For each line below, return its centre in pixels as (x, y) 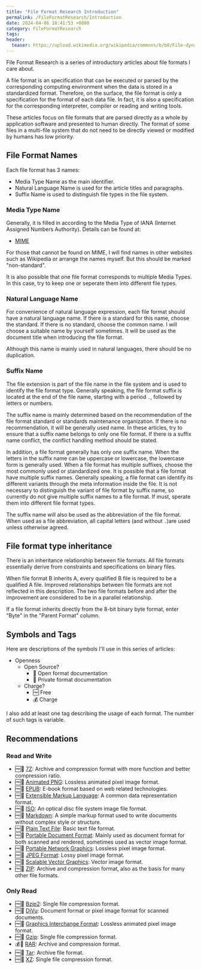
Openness (28, 661)
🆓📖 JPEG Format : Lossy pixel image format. (69, 855)
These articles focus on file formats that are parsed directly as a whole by (97, 117)
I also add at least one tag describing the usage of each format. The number (100, 713)
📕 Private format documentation (72, 680)
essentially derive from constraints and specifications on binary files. (91, 567)
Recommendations (42, 739)
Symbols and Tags (41, 634)
